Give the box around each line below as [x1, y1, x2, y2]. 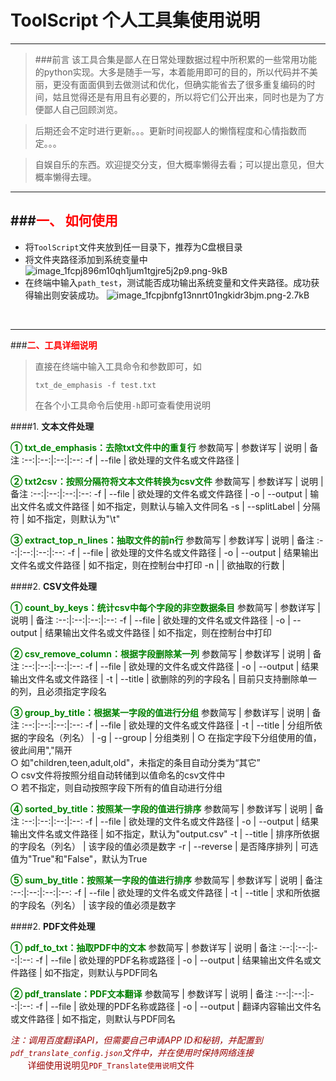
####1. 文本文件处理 [10, 420, 95, 432]
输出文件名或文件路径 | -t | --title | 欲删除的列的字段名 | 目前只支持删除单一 [10, 672, 318, 685]
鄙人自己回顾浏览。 [43, 103, 123, 115]
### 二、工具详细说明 [10, 339, 98, 351]
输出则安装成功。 [33, 289, 105, 301]
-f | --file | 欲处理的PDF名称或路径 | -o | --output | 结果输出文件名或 [35, 954, 313, 966]
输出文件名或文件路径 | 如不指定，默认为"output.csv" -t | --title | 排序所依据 [10, 827, 320, 840]
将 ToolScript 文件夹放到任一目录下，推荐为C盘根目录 [24, 241, 243, 253]
